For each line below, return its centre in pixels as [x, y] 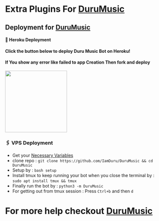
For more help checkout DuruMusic [79, 211]
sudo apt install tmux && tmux [44, 181]
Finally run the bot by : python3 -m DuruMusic [58, 186]
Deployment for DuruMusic [48, 27]
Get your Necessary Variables [43, 155]
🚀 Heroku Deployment [28, 40]
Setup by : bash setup [34, 170]
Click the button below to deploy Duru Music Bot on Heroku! [68, 51]
